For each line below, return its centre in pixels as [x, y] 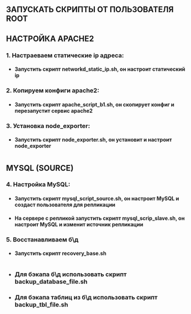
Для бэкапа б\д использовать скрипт [70, 274]
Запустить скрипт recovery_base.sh [60, 253]
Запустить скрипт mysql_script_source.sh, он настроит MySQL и [97, 199]
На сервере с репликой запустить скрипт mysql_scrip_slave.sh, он [100, 218]
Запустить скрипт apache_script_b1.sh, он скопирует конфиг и [94, 104]
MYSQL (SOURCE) [40, 168]
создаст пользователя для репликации [65, 205]
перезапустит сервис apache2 [54, 111]
